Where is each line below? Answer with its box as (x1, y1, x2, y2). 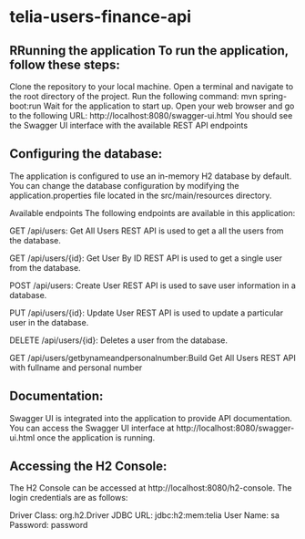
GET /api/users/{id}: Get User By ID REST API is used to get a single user (9, 253, 282, 264)
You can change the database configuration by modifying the (9, 180, 239, 191)
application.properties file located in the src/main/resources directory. (9, 190, 272, 201)
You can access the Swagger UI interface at (9, 422, 175, 433)
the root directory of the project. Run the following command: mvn (9, 91, 258, 101)
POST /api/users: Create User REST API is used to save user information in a (9, 280, 296, 291)
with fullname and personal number (9, 362, 143, 373)
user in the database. (9, 316, 89, 327)
